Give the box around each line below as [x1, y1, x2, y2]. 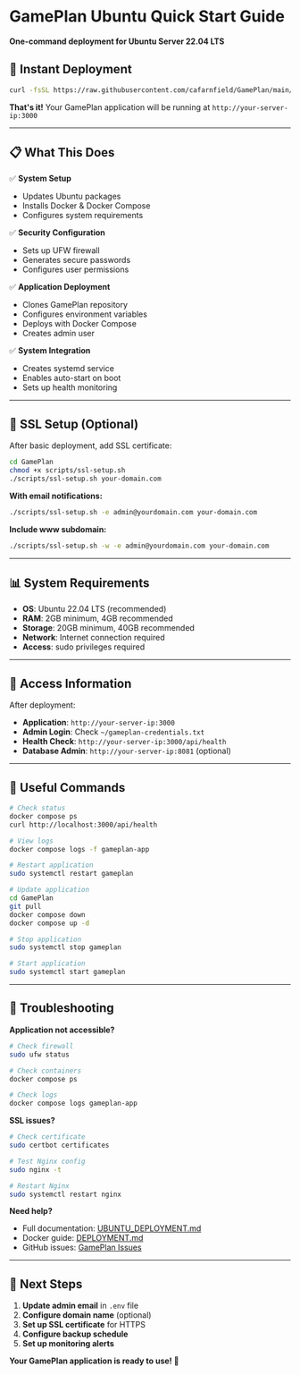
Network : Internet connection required [21, 632, 165, 643]
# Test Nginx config [9, 1157, 87, 1166]
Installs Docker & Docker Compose [21, 200, 151, 211]
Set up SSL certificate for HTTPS [21, 1320, 146, 1330]
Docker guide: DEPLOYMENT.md [21, 1233, 144, 1243]
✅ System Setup [9, 173, 71, 184]
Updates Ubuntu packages [21, 191, 121, 202]
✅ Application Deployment [9, 282, 111, 293]
